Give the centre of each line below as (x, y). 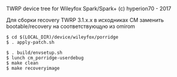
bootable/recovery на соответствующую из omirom (71, 26)
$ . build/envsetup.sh (34, 53)
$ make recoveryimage (33, 68)
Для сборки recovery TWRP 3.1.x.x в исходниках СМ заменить (85, 20)
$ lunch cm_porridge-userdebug (45, 58)
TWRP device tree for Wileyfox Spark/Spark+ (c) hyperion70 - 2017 (89, 9)
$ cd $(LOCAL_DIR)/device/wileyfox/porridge (62, 37)
